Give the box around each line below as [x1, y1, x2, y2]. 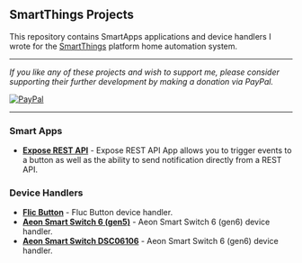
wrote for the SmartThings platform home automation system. [9, 41, 238, 51]
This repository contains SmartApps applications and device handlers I [9, 31, 271, 41]
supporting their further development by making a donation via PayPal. [9, 76, 274, 86]
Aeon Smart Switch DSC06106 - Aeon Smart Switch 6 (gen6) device [22, 236, 279, 247]
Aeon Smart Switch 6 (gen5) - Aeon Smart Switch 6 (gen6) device [22, 216, 271, 228]
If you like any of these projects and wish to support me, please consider [9, 67, 280, 77]
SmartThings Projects [9, 7, 135, 23]
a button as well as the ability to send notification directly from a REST [22, 155, 282, 166]
